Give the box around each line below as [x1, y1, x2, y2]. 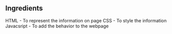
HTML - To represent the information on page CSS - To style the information [5, 17, 167, 23]
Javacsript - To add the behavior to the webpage [5, 23, 109, 29]
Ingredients [5, 4, 43, 13]
